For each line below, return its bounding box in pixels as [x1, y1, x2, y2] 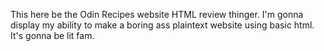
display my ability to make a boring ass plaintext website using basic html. [10, 19, 315, 31]
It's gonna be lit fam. [10, 30, 95, 41]
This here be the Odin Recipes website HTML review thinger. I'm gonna [10, 9, 304, 20]
